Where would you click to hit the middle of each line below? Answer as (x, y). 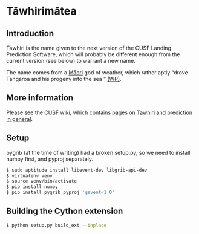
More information (40, 98)
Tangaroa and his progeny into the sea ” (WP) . (64, 79)
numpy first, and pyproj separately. (50, 159)
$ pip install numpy (32, 187)
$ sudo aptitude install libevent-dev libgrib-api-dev (77, 170)
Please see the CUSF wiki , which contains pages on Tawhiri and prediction (99, 112)
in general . (20, 119)
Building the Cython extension (65, 211)
